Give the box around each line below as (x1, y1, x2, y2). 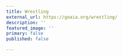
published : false (6, 36, 49, 42)
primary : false (6, 31, 44, 37)
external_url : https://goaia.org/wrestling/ (6, 14, 118, 20)
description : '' (6, 19, 46, 25)
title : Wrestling (6, 8, 49, 15)
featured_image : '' (6, 25, 54, 31)
